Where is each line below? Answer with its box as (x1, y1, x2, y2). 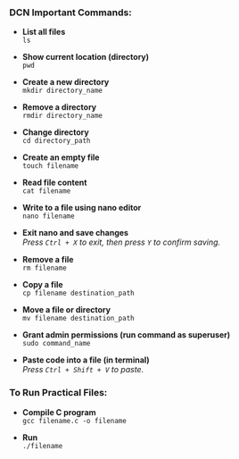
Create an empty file (21, 152, 100, 163)
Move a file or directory (21, 305, 111, 315)
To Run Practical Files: (9, 387, 108, 399)
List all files (21, 27, 66, 38)
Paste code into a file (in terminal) (21, 355, 150, 365)
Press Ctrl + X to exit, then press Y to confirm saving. (21, 237, 221, 247)
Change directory (21, 127, 89, 138)
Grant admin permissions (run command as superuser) (21, 330, 231, 340)
